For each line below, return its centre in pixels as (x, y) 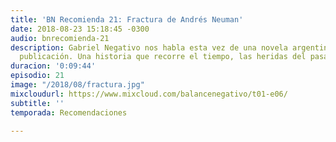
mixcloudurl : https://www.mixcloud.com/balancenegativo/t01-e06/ (149, 94)
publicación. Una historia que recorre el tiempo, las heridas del (163, 57)
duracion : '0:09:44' (53, 66)
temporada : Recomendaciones (69, 112)
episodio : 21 (37, 76)
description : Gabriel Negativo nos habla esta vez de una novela (149, 47)
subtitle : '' (37, 103)
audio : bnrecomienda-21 (60, 38)
